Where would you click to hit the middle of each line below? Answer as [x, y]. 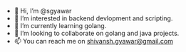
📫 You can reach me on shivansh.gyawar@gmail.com [93, 41]
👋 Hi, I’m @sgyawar [43, 11]
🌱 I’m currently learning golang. [60, 26]
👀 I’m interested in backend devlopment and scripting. [93, 18]
